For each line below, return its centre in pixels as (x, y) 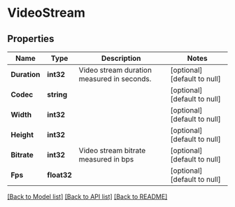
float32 (59, 175)
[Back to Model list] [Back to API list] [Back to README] (87, 197)
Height (22, 135)
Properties (31, 39)
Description (121, 58)
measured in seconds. (115, 79)
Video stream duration (115, 70)
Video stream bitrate (112, 150)
